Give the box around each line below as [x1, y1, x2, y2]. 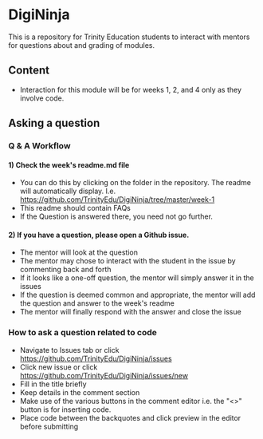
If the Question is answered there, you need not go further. [19, 212, 214, 221]
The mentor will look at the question [19, 247, 138, 257]
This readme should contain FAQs [19, 204, 131, 213]
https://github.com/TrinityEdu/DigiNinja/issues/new [19, 370, 189, 380]
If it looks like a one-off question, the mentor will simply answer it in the [19, 273, 255, 283]
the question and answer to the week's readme [19, 299, 175, 308]
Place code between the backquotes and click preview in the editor [19, 413, 241, 422]
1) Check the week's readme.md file [8, 160, 130, 169]
